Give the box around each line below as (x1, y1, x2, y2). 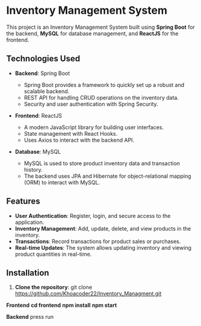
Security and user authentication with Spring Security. (23, 100, 158, 107)
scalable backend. (23, 88, 70, 95)
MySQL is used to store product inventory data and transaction (23, 160, 181, 167)
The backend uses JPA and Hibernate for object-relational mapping (23, 172, 191, 180)
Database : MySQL (14, 148, 61, 155)
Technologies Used (6, 53, 80, 64)
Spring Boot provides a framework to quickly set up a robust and (23, 81, 185, 88)
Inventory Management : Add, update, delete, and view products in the (14, 225, 191, 232)
